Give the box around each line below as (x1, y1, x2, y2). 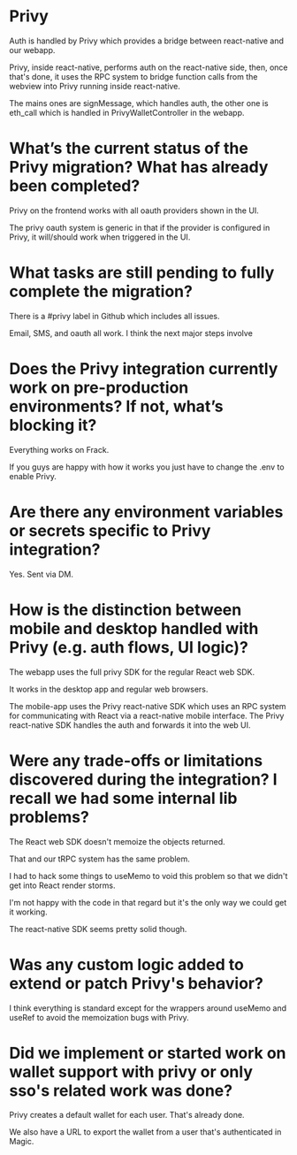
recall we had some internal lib (9, 788, 238, 808)
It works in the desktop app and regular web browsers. (9, 684, 209, 694)
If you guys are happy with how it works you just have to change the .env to (9, 462, 285, 472)
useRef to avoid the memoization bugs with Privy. (9, 1012, 190, 1022)
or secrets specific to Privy (9, 520, 211, 540)
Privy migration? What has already (9, 157, 269, 178)
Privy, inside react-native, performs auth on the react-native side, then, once (9, 62, 288, 73)
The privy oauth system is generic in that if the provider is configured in (9, 222, 270, 233)
